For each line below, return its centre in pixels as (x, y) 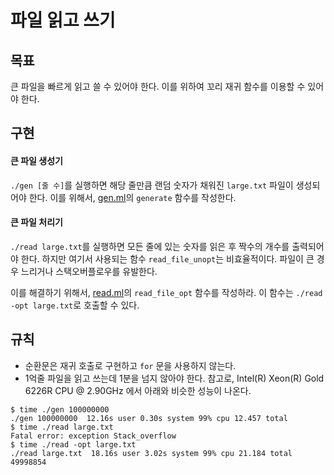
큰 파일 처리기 (36, 222)
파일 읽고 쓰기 (63, 20)
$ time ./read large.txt (62, 427)
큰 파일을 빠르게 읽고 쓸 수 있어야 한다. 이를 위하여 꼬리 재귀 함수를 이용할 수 (158, 86)
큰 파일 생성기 (36, 160)
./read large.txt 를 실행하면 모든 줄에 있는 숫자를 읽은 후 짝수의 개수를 (150, 246)
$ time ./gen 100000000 (60, 409)
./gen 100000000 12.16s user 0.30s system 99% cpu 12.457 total (149, 418)
